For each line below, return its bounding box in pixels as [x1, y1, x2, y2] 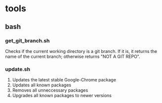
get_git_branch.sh [5, 37, 50, 44]
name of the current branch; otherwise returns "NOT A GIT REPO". [5, 53, 141, 59]
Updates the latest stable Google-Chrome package [12, 77, 116, 83]
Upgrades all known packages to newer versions [12, 93, 112, 99]
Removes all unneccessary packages [12, 87, 88, 93]
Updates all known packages [12, 82, 72, 88]
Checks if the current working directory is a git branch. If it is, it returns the [5, 48, 157, 54]
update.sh [5, 66, 31, 73]
